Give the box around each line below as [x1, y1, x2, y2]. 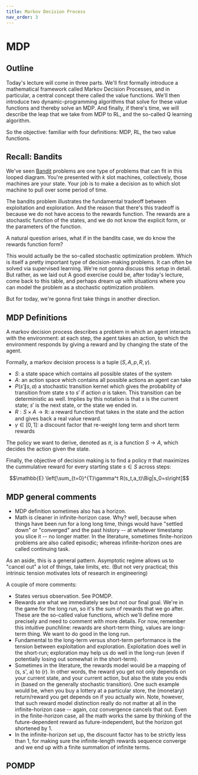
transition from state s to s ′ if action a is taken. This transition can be [14, 389, 181, 396]
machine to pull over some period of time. [6, 186, 108, 193]
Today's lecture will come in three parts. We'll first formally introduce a [6, 79, 178, 86]
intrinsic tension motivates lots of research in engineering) [6, 569, 148, 576]
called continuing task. [14, 545, 70, 552]
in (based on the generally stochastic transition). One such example [14, 680, 180, 688]
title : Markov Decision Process [6, 8, 86, 15]
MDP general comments [6, 492, 97, 502]
